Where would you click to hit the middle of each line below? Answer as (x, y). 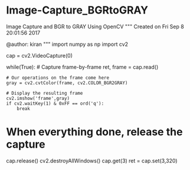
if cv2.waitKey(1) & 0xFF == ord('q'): (55, 104)
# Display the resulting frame (45, 93)
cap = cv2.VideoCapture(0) (39, 55)
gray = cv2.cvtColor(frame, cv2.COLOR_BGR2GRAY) (67, 83)
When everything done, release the (94, 132)
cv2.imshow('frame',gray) (38, 98)
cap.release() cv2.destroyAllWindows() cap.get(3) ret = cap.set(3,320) (92, 161)
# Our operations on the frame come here (58, 78)
